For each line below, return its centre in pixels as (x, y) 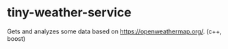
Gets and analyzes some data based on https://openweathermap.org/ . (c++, (115, 31)
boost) (16, 38)
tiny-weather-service (69, 13)
